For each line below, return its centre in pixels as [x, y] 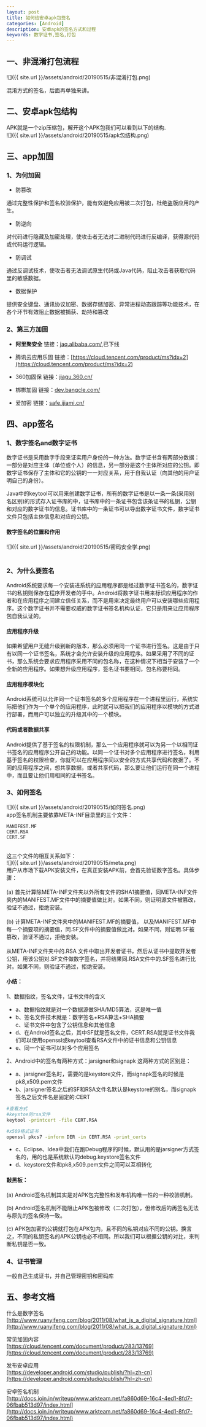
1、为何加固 [24, 176]
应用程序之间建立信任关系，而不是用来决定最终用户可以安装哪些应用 [108, 600]
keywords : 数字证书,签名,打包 [41, 35]
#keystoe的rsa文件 [29, 1114]
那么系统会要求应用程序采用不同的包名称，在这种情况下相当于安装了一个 [108, 662]
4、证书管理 [24, 1261]
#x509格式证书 [22, 1131]
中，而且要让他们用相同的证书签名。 [52, 775]
